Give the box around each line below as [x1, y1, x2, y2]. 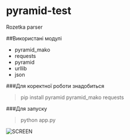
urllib [14, 64, 28, 71]
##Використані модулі [6, 35, 62, 42]
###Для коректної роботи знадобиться [6, 82, 104, 89]
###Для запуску [6, 105, 47, 112]
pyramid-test [6, 4, 71, 18]
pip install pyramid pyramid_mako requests [20, 94, 124, 101]
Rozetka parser [6, 23, 43, 30]
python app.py [20, 116, 56, 124]
